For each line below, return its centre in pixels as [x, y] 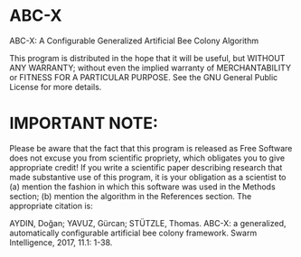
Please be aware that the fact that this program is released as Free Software [151, 148]
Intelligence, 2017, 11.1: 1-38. [61, 242]
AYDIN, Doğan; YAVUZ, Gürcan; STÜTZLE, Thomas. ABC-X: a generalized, [148, 223]
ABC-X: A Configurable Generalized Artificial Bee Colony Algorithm [134, 41]
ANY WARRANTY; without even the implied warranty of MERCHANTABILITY [150, 68]
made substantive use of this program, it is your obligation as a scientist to [148, 177]
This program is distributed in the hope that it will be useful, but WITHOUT [147, 58]
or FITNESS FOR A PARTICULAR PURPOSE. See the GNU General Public [144, 77]
